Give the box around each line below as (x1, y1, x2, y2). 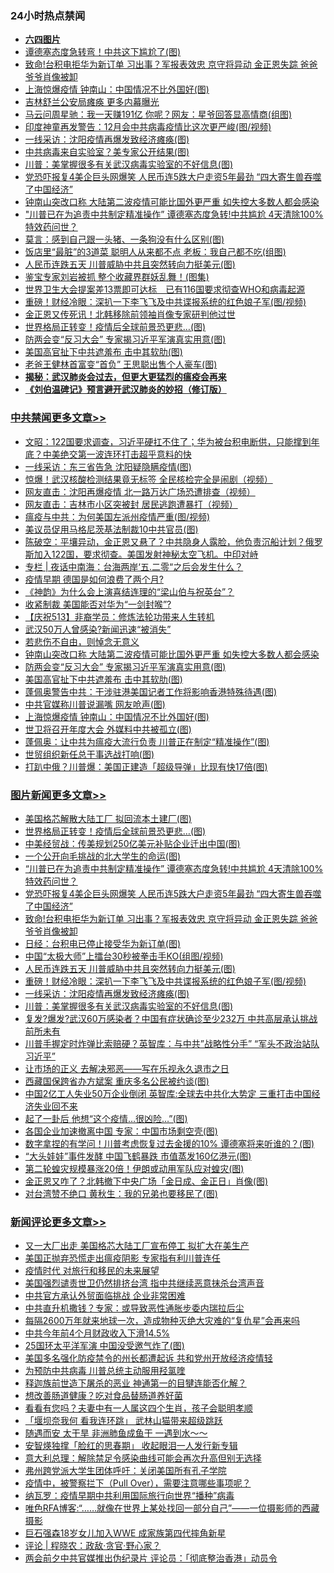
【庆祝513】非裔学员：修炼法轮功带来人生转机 (24, 610, 215, 622)
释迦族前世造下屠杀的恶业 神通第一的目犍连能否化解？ (24, 1377, 247, 1389)
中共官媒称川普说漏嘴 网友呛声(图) (24, 698, 166, 710)
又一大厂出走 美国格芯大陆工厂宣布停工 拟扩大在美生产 (24, 1240, 250, 1252)
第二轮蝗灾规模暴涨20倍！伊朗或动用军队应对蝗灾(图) (24, 1162, 245, 1174)
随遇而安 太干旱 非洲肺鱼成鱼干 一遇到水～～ (24, 1427, 208, 1439)
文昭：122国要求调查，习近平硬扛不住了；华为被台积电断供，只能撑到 (24, 435, 312, 447)
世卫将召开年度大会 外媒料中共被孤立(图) (24, 723, 192, 735)
